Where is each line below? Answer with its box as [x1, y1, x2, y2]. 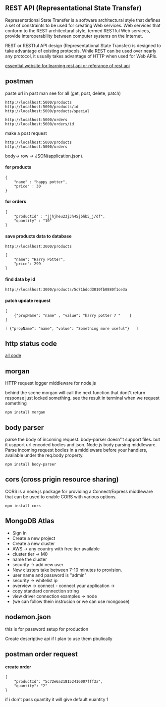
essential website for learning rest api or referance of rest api [5, 62, 130, 68]
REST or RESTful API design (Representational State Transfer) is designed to [5, 42, 161, 49]
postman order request [5, 649, 78, 658]
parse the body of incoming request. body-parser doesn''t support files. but [5, 436, 160, 443]
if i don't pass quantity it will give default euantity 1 [5, 697, 109, 703]
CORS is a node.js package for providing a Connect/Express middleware [5, 488, 153, 494]
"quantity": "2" [14, 684, 48, 689]
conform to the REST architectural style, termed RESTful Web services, [5, 27, 150, 34]
